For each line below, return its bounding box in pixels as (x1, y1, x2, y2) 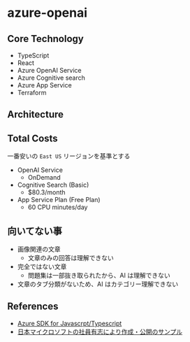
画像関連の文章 (17, 245, 61, 253)
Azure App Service (17, 81, 72, 89)
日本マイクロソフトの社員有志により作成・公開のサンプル (17, 327, 183, 336)
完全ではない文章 (17, 262, 67, 271)
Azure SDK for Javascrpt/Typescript (17, 319, 122, 327)
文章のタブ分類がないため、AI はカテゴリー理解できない (17, 280, 179, 288)
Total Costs (7, 132, 58, 144)
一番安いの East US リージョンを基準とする (7, 152, 131, 160)
